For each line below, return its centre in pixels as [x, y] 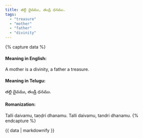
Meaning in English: [26, 58]
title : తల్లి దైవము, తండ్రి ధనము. [35, 10]
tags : [11, 14]
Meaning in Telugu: [25, 80]
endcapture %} [21, 121]
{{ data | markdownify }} [30, 130]
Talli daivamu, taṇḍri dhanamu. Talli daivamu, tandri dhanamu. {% [72, 115]
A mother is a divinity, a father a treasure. [47, 69]
